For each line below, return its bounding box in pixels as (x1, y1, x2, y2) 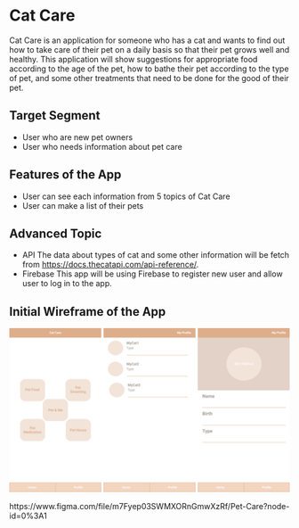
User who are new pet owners (21, 131, 133, 143)
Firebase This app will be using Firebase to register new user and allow (21, 268, 283, 279)
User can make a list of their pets (21, 200, 144, 210)
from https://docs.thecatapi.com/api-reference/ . (21, 260, 199, 270)
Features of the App (9, 167, 122, 183)
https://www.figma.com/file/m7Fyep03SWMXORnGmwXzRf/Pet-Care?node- (9, 500, 290, 511)
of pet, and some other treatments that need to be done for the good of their (9, 72, 289, 83)
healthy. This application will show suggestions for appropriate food (9, 54, 258, 64)
